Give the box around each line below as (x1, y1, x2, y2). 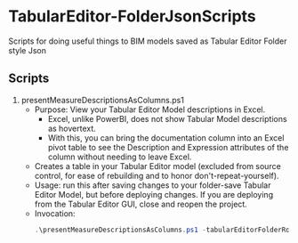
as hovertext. (47, 123, 97, 134)
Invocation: (34, 207, 77, 219)
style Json (8, 45, 46, 55)
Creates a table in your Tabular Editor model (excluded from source (34, 160, 281, 171)
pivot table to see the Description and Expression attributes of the (47, 142, 289, 152)
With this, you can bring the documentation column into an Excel (47, 132, 285, 143)
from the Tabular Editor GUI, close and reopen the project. (34, 198, 248, 209)
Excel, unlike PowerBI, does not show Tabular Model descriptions (47, 113, 287, 124)
